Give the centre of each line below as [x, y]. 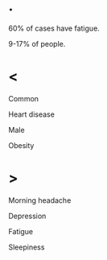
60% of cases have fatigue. [54, 28]
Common [23, 98]
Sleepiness [27, 247]
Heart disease [31, 114]
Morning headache [40, 200]
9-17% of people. [37, 43]
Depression [27, 216]
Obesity [21, 145]
